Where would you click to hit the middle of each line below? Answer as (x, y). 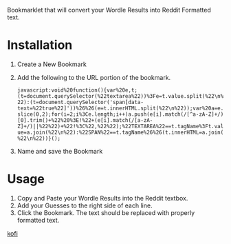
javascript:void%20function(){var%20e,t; (77, 90)
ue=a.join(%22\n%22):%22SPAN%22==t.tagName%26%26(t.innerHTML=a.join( (120, 132)
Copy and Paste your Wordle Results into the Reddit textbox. (102, 198)
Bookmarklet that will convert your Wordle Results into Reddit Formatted (109, 10)
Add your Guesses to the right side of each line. (85, 205)
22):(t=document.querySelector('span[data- (80, 102)
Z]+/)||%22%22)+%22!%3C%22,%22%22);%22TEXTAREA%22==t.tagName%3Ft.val (120, 126)
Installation (40, 45)
